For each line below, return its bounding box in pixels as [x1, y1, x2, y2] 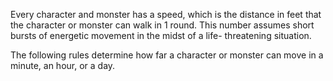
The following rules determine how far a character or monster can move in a [10, 49, 324, 61]
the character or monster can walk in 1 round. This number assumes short [10, 19, 315, 31]
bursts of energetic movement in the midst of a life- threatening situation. [10, 30, 312, 41]
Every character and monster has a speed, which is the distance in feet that [10, 9, 322, 20]
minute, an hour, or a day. [10, 60, 116, 71]
